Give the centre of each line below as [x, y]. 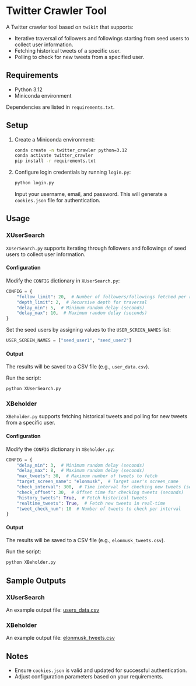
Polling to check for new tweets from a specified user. [79, 57]
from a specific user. [31, 423]
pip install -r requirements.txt [55, 161]
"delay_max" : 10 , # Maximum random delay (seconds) [82, 313]
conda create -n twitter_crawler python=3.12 [71, 150]
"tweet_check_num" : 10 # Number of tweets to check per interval [99, 509]
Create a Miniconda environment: [55, 139]
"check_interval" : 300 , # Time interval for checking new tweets [99, 487]
